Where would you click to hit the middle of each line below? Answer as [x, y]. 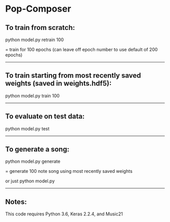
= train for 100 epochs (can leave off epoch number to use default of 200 [81, 49]
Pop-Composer [38, 9]
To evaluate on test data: [45, 116]
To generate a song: [37, 149]
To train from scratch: [40, 28]
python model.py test [27, 128]
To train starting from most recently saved [73, 76]
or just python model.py [30, 181]
